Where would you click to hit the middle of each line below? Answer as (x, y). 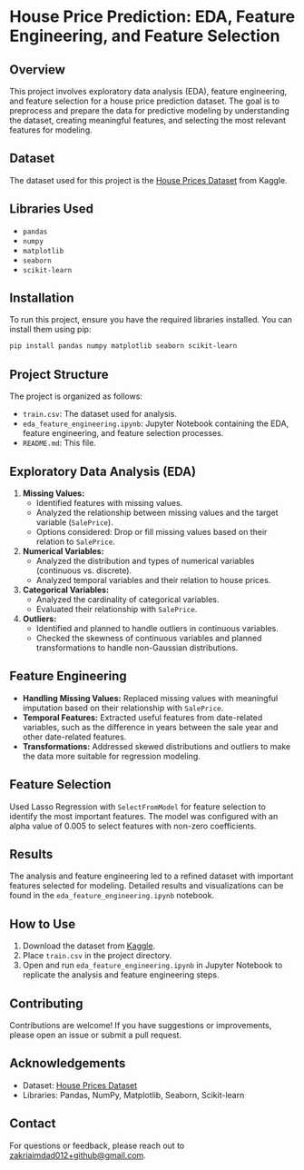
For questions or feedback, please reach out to (97, 1145)
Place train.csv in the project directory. (97, 956)
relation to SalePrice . (75, 541)
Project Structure (59, 374)
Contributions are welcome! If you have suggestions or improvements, (141, 1025)
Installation (42, 298)
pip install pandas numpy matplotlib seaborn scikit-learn (123, 346)
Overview (38, 69)
